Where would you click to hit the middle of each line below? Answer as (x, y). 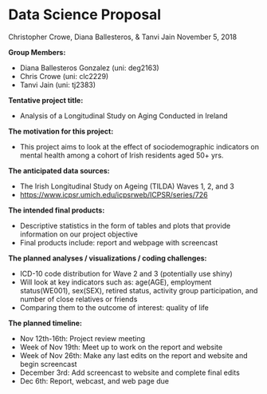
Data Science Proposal (85, 15)
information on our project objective (79, 234)
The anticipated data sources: (59, 170)
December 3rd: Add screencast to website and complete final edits (130, 372)
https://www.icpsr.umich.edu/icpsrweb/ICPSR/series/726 (114, 194)
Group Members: (37, 52)
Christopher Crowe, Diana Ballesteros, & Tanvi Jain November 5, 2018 (123, 37)
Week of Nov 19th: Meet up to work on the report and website (121, 347)
